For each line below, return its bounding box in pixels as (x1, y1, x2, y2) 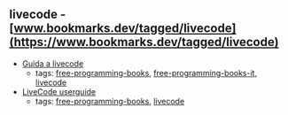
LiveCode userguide (21, 86, 97, 96)
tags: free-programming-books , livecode (35, 96, 185, 106)
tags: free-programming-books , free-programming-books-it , (35, 67, 258, 78)
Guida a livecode (21, 57, 84, 69)
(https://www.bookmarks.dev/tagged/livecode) (9, 34, 279, 50)
